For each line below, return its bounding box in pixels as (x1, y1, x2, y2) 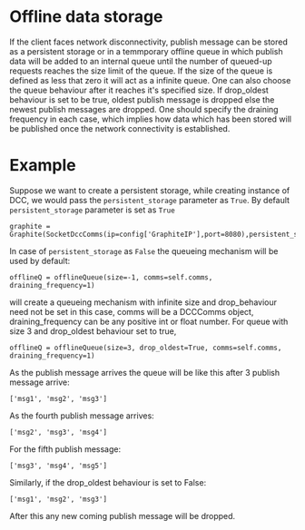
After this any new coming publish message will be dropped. (9, 510, 236, 521)
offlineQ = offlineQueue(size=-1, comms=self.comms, (9, 272, 213, 282)
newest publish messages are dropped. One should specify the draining (9, 103, 279, 114)
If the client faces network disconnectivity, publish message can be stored (9, 36, 288, 47)
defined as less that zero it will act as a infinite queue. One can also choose (9, 74, 291, 85)
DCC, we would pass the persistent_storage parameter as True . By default (9, 194, 290, 205)
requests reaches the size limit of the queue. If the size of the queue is (9, 65, 273, 76)
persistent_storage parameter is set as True (9, 204, 175, 215)
